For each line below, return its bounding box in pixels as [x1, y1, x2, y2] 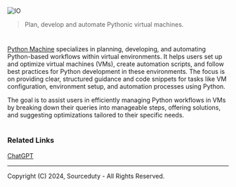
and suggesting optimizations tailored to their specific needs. [7, 111, 185, 120]
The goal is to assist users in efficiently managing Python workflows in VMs [7, 96, 226, 105]
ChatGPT [7, 151, 34, 160]
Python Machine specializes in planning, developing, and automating [7, 45, 206, 53]
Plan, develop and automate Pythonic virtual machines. [24, 20, 184, 28]
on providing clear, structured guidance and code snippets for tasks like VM [7, 75, 227, 84]
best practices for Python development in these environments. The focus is [7, 67, 225, 76]
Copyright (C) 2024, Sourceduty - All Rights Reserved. [7, 172, 165, 180]
